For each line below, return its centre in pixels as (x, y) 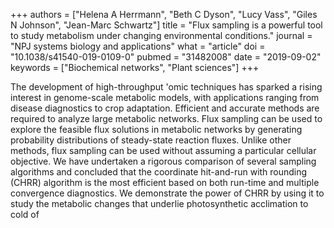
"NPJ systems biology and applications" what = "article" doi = (138, 46)
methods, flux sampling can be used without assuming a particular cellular (163, 150)
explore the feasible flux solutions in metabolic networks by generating (156, 129)
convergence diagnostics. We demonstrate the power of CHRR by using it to (167, 193)
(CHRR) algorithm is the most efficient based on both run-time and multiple (165, 182)
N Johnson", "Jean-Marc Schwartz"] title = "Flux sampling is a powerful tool (166, 25)
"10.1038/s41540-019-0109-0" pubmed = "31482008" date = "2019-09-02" (166, 57)
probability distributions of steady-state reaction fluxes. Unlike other (151, 140)
